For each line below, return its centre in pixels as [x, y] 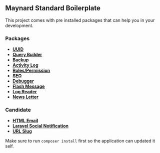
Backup [20, 60]
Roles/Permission [31, 71]
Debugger [23, 81]
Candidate [18, 110]
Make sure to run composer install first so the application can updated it [80, 141]
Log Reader [24, 92]
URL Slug [22, 131]
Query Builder [27, 55]
